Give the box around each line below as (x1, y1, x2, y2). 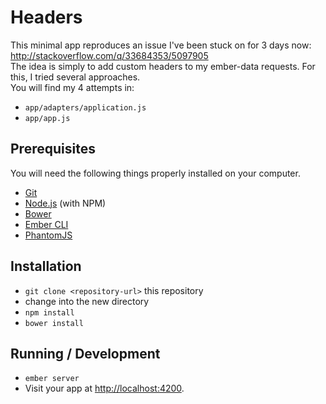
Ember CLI (24, 218, 69, 230)
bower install (24, 318, 84, 328)
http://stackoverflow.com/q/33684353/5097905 (10, 49, 209, 61)
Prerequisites (10, 141, 96, 158)
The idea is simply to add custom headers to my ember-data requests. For (10, 60, 316, 72)
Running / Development (10, 345, 161, 362)
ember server (24, 374, 80, 384)
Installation (10, 258, 82, 275)
